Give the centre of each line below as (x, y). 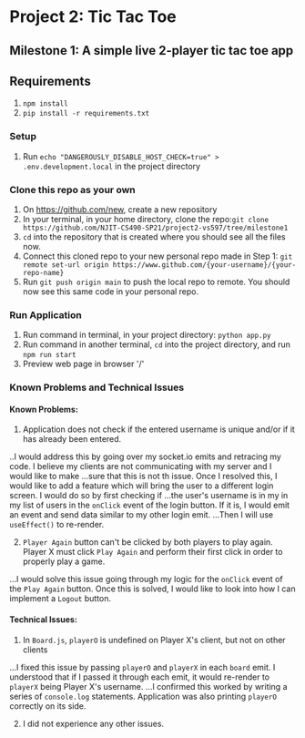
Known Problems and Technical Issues (97, 387)
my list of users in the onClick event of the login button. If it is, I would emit (149, 505)
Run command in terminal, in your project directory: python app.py (147, 335)
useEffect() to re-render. (57, 525)
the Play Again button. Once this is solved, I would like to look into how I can (152, 589)
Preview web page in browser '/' (83, 364)
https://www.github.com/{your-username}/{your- (204, 265)
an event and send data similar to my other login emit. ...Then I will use (142, 515)
